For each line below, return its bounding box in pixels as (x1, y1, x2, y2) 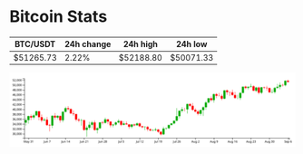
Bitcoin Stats (9, 6, 108, 27)
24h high (122, 39, 159, 50)
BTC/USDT (15, 39, 56, 50)
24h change (64, 39, 112, 50)
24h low (175, 39, 208, 50)
